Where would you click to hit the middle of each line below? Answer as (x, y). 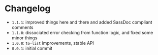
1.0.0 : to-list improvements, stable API (53, 43)
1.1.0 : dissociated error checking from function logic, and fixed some (82, 32)
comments (22, 27)
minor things (24, 38)
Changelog (28, 9)
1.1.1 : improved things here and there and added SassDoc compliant (82, 22)
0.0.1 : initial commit (32, 48)
